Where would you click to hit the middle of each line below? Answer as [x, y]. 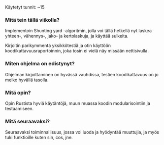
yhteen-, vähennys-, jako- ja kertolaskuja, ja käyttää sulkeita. [67, 36]
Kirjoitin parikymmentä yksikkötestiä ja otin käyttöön [58, 46]
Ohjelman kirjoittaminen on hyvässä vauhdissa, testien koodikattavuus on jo [82, 74]
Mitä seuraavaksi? [28, 121]
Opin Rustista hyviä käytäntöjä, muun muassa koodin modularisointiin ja [78, 103]
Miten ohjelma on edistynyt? [40, 64]
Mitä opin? [18, 93]
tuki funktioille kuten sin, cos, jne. [39, 138]
